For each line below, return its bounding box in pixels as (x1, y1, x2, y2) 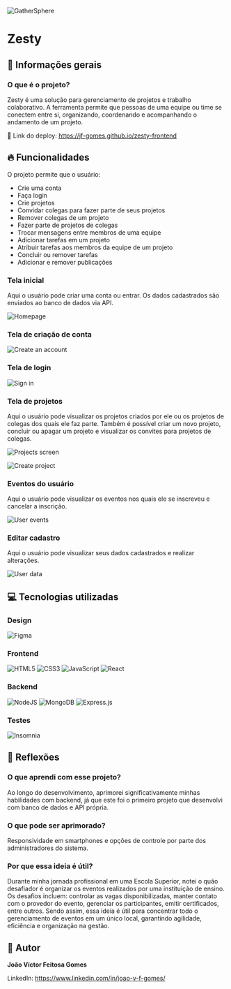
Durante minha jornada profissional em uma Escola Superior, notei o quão (7, 877, 218, 886)
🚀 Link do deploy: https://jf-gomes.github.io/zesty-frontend (7, 131, 177, 140)
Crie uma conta (17, 184, 62, 192)
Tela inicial (7, 275, 45, 285)
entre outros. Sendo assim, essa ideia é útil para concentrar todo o (7, 907, 198, 915)
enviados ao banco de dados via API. (7, 298, 113, 307)
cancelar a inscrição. (7, 502, 67, 511)
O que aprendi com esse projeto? (7, 772, 122, 782)
